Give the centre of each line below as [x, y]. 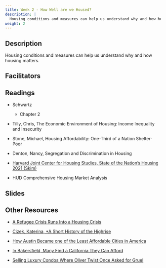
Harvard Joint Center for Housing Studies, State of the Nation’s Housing [85, 163]
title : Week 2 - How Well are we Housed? [48, 10]
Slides [15, 193]
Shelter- [144, 139]
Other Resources [32, 210]
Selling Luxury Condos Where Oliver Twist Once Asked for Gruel [78, 260]
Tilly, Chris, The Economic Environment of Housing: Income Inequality [83, 124]
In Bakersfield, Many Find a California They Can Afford [68, 251]
